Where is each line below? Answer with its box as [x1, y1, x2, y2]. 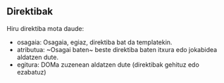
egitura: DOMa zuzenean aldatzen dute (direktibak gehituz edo [16, 60, 200, 69]
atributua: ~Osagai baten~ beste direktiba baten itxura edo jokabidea [16, 45, 218, 53]
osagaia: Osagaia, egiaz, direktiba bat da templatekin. [16, 38, 173, 46]
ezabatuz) [16, 68, 46, 76]
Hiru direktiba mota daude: [6, 24, 85, 32]
